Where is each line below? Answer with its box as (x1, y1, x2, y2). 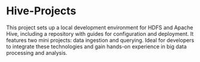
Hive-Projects (6, 4, 76, 18)
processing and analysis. (6, 49, 67, 56)
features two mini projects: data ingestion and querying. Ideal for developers (6, 36, 195, 44)
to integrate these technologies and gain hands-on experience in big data (6, 43, 187, 50)
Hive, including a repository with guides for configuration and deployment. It (6, 30, 194, 37)
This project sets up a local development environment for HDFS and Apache (6, 24, 193, 31)
